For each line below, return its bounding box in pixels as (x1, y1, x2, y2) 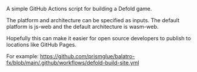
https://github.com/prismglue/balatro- (40, 53, 135, 59)
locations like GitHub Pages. (6, 41, 77, 48)
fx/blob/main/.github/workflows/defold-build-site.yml (6, 59, 139, 66)
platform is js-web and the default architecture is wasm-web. (6, 23, 159, 30)
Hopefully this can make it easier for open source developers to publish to (6, 35, 191, 41)
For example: (6, 53, 39, 59)
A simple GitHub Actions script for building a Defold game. (6, 5, 153, 12)
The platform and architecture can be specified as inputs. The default (6, 17, 180, 23)
